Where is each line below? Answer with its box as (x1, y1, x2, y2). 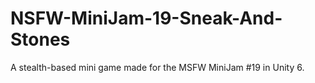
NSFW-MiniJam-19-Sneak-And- (10, 7, 283, 30)
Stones (10, 28, 71, 51)
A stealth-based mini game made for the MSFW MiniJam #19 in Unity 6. (10, 61, 305, 73)
